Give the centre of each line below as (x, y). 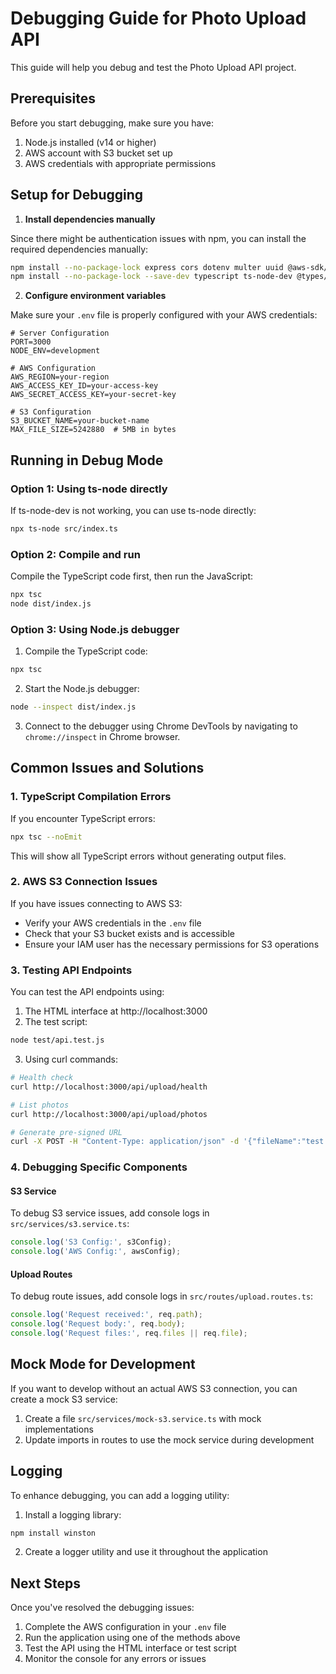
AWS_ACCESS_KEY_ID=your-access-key (84, 386)
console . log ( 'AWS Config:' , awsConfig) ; (96, 1252)
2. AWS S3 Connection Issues (84, 882)
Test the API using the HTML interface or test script (130, 1648)
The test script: (56, 1022)
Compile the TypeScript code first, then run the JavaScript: (131, 576)
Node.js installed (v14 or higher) (90, 142)
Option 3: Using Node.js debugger (95, 629)
